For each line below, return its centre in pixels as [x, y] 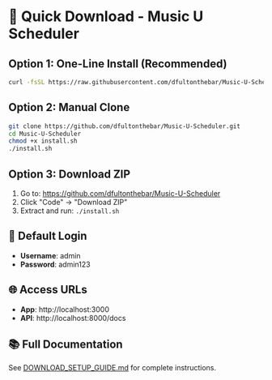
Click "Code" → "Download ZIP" [74, 202]
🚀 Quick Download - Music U [106, 17]
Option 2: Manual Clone [69, 107]
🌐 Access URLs [48, 290]
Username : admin [50, 255]
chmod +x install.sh [43, 141]
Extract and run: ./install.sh [70, 211]
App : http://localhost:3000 [65, 309]
